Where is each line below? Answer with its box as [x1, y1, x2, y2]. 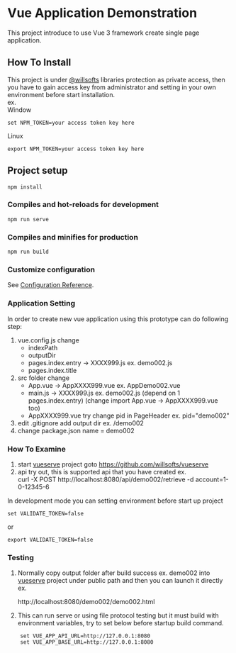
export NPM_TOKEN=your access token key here [7, 145, 144, 152]
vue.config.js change [17, 335, 79, 345]
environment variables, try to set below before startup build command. [17, 619, 224, 627]
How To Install [7, 57, 72, 69]
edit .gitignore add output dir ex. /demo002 [17, 418, 144, 427]
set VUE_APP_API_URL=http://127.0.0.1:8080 [20, 632, 151, 640]
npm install [7, 183, 43, 191]
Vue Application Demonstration [7, 5, 197, 21]
